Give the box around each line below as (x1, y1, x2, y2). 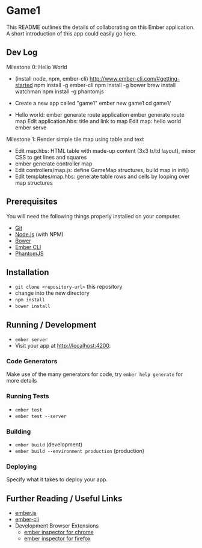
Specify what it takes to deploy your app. (6, 476, 108, 483)
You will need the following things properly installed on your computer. (6, 212, 181, 220)
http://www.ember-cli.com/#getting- (89, 75, 180, 82)
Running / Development (6, 319, 97, 330)
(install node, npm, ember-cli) (14, 75, 88, 82)
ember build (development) (14, 441, 83, 448)
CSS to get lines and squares (14, 153, 87, 161)
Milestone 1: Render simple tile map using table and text (6, 135, 144, 143)
